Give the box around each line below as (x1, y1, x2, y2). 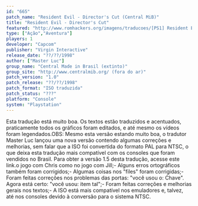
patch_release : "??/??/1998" (6, 80, 78, 86)
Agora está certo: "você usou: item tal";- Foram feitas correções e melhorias (6, 180, 192, 187)
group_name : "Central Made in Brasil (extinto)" (6, 63, 128, 69)
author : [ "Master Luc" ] (6, 58, 65, 64)
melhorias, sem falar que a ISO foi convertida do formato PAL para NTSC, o (6, 142, 189, 150)
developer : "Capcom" (6, 42, 57, 48)
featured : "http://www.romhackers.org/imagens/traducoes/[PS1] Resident (6, 25, 189, 31)
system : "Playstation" (6, 101, 62, 108)
